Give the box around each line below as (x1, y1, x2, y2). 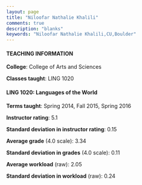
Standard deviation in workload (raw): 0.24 (6, 172, 116, 180)
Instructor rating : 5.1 (6, 114, 58, 121)
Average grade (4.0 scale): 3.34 (6, 137, 86, 145)
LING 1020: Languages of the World (6, 89, 98, 96)
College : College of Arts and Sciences (6, 63, 102, 71)
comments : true (6, 20, 45, 26)
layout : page (6, 8, 39, 15)
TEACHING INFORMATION (6, 49, 74, 57)
